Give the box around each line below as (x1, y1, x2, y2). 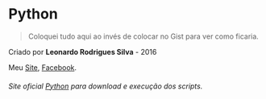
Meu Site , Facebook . (8, 62, 77, 72)
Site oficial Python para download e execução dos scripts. (8, 81, 203, 91)
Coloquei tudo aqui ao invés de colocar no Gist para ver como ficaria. (27, 31, 260, 41)
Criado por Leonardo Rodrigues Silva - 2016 (8, 47, 157, 56)
